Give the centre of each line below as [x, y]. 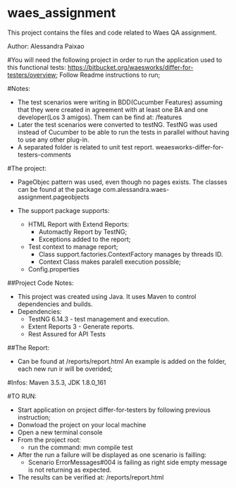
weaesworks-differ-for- [190, 147]
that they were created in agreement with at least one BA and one [113, 109]
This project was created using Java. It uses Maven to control [107, 296]
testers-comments [44, 154]
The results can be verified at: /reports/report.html [91, 477]
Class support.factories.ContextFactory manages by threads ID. [131, 254]
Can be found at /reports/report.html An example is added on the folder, [122, 361]
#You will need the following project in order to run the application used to [115, 60]
